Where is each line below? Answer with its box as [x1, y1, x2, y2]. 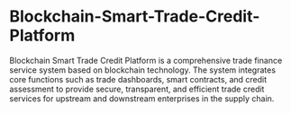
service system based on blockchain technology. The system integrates [9, 65, 277, 75]
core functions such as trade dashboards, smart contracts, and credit [9, 74, 268, 84]
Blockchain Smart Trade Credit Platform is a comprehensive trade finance [9, 55, 283, 65]
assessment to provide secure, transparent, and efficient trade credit [9, 83, 265, 94]
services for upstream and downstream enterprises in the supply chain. [9, 92, 275, 104]
